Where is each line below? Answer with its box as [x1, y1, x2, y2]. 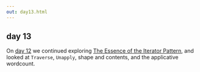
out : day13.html [6, 8, 48, 15]
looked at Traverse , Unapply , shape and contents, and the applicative [6, 54, 179, 61]
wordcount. [6, 60, 35, 67]
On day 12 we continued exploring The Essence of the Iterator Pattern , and [6, 47, 194, 54]
